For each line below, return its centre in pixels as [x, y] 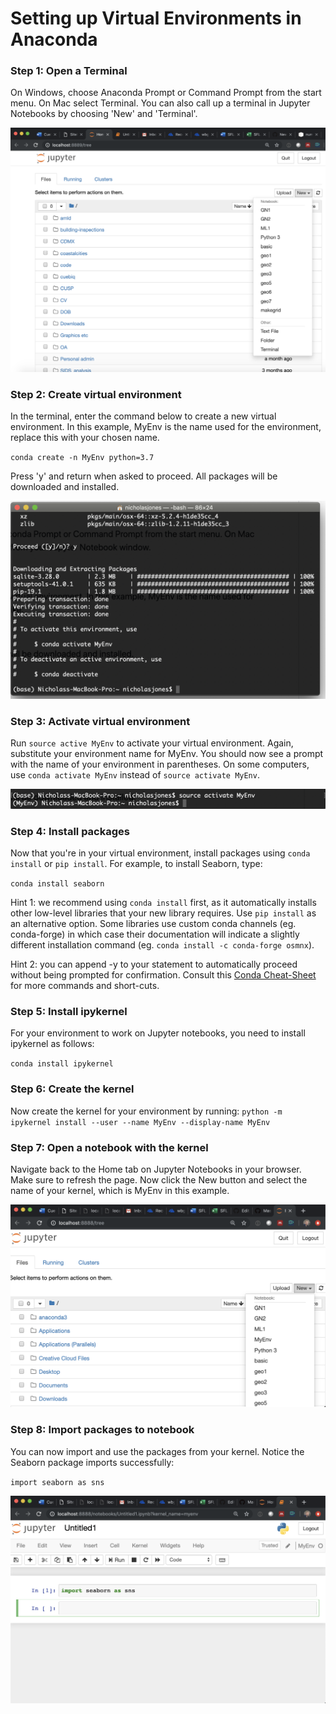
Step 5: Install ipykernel [69, 1012]
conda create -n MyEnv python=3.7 [82, 458]
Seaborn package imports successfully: [92, 1462]
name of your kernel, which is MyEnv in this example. [120, 1191]
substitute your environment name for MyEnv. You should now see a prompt [167, 754]
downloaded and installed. [65, 487]
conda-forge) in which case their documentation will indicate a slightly [155, 934]
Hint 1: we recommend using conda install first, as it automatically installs [163, 903]
